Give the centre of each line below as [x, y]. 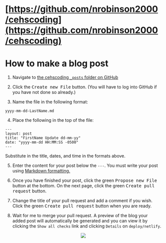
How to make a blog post [57, 64]
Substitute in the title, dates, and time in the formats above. [65, 156]
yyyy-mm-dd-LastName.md [30, 111]
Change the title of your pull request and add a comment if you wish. [82, 201]
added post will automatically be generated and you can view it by [80, 221]
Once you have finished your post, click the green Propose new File [85, 180]
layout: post [19, 134]
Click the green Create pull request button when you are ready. [82, 206]
